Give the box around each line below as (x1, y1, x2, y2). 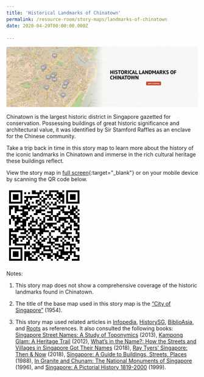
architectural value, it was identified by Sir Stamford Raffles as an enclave (6, 126, 191, 133)
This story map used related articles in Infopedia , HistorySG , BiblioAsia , (15, 319, 194, 326)
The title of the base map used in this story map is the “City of (15, 300, 171, 308)
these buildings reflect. (6, 157, 64, 164)
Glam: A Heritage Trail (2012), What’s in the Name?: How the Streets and (15, 338, 197, 345)
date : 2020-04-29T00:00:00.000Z (6, 23, 88, 29)
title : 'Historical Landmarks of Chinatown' (6, 10, 121, 16)
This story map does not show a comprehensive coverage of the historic (15, 282, 198, 289)
